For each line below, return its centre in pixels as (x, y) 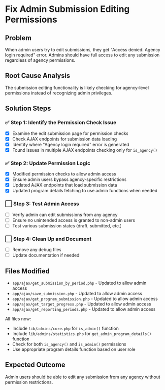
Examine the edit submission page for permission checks (70, 133)
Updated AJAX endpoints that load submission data (65, 185)
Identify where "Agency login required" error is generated (71, 144)
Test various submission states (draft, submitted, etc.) (67, 225)
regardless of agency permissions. (40, 60)
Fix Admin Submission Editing (67, 9)
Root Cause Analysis (38, 76)
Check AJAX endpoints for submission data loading (65, 139)
